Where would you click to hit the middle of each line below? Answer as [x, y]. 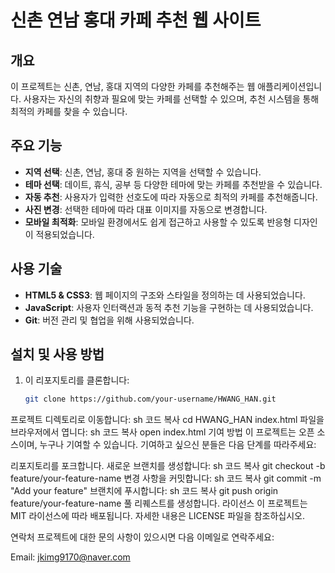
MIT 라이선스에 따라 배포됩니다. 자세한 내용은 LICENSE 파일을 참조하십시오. [158, 516]
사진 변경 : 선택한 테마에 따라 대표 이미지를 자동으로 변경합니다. [146, 209]
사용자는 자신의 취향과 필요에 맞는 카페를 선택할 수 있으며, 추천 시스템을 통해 [171, 99]
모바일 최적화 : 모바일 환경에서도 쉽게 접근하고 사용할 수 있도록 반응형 [158, 222]
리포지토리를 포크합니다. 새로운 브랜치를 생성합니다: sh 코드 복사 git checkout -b [168, 466]
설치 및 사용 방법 [57, 354]
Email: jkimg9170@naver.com [70, 557]
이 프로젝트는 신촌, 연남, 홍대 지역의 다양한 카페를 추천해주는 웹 [133, 86]
